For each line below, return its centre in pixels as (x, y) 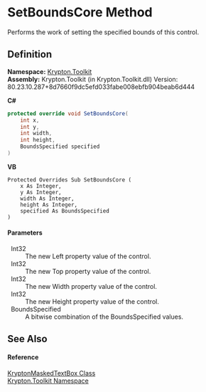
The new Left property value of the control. (88, 256)
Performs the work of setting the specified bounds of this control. (103, 32)
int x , (30, 120)
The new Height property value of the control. (92, 302)
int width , (36, 133)
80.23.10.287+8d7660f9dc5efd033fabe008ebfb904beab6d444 (101, 87)
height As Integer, (49, 205)
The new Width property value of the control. (91, 287)
